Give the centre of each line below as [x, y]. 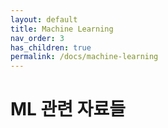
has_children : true [51, 47]
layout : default [44, 19]
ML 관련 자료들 [68, 109]
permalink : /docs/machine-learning [84, 57]
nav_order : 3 [37, 38]
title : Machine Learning [62, 29]
